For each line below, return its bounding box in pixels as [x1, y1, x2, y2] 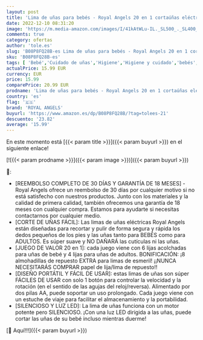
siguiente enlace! [6, 145, 49, 152]
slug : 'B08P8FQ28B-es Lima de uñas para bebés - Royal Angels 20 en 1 [6, 48, 188, 55]
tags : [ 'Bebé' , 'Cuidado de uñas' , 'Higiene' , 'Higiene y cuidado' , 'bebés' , [6, 59, 199, 65]
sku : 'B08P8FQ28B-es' [6, 54, 61, 60]
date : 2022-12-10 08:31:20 [6, 20, 74, 26]
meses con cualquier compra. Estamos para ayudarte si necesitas [14, 205, 179, 213]
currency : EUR [6, 71, 42, 77]
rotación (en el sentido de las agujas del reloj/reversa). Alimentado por [14, 283, 190, 290]
